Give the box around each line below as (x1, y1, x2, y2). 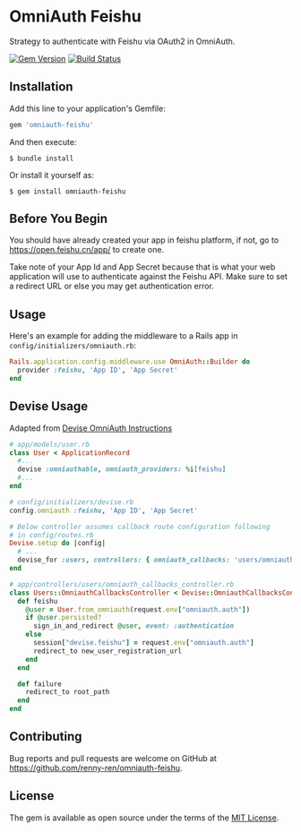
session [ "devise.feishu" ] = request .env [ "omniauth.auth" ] (32, 639, 254, 648)
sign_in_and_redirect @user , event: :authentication (32, 622, 235, 630)
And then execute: (9, 136, 77, 147)
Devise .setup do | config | (9, 539, 106, 548)
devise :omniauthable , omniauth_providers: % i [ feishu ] (17, 465, 227, 474)
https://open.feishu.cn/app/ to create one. (9, 244, 164, 255)
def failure (17, 679, 63, 689)
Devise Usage (9, 399, 88, 414)
